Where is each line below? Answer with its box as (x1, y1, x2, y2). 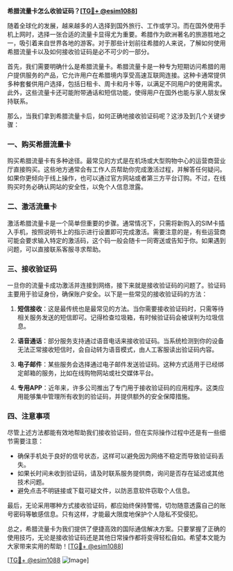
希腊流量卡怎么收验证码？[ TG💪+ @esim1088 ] (7, 7, 138, 15)
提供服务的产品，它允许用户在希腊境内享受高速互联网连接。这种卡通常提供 (12, 71, 226, 79)
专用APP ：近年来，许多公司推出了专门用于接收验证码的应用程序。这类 (17, 383, 218, 392)
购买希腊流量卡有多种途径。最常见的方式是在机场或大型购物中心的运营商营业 (7, 156, 226, 165)
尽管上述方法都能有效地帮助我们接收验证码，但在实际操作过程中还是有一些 (7, 429, 220, 437)
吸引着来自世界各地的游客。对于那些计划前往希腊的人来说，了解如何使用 (19, 39, 226, 47)
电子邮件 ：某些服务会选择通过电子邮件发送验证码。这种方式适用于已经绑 (17, 360, 224, 368)
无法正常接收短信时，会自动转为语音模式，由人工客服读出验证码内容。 (17, 345, 218, 354)
